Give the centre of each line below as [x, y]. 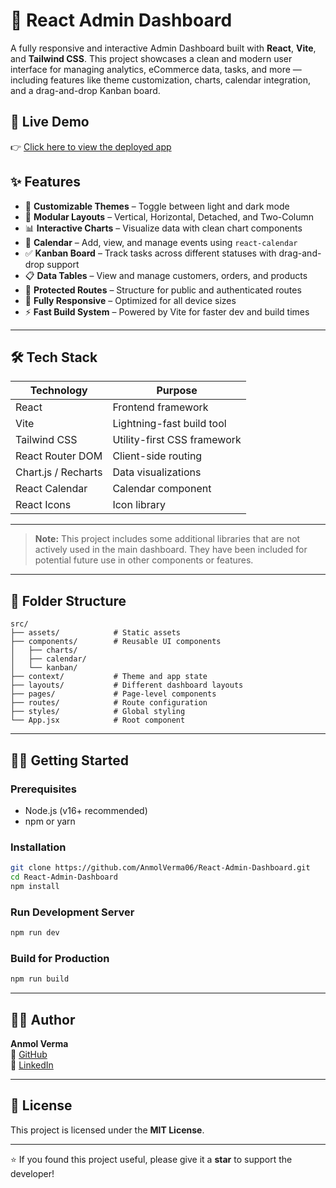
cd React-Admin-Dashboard [64, 877]
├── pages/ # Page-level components [113, 694]
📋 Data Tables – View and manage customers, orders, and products [166, 275]
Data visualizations [157, 472]
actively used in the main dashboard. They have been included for [171, 550]
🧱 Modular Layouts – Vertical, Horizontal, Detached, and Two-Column [169, 216]
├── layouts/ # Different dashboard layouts [127, 685]
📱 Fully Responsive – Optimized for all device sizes [130, 300]
